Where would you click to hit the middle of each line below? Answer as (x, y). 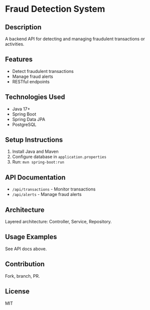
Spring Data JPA (29, 119)
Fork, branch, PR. (22, 276)
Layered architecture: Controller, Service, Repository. (58, 222)
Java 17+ (21, 109)
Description (23, 27)
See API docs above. (26, 249)
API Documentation (35, 177)
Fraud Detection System (55, 9)
